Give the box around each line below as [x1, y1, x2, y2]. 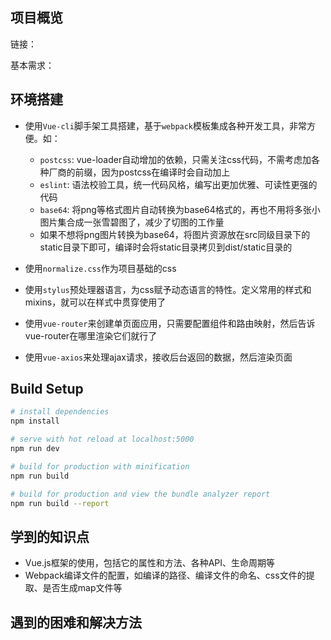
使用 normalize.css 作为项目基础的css [24, 262, 177, 274]
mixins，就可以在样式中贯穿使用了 [24, 296, 167, 308]
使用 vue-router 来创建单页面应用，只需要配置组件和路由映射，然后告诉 [24, 317, 316, 329]
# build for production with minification [10, 461, 190, 472]
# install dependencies [10, 407, 110, 417]
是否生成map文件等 [42, 582, 123, 594]
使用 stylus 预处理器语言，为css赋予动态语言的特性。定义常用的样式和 [24, 283, 312, 295]
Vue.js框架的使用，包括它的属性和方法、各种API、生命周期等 [24, 557, 276, 569]
